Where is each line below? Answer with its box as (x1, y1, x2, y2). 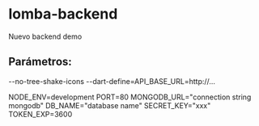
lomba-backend (8, 5, 118, 23)
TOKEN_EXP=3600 (8, 109, 73, 119)
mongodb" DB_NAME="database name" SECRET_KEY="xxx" (8, 100, 211, 110)
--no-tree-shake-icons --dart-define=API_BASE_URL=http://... (8, 76, 216, 86)
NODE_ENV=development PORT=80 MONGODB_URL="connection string (8, 92, 252, 102)
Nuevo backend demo (8, 31, 83, 41)
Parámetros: (8, 55, 73, 69)
